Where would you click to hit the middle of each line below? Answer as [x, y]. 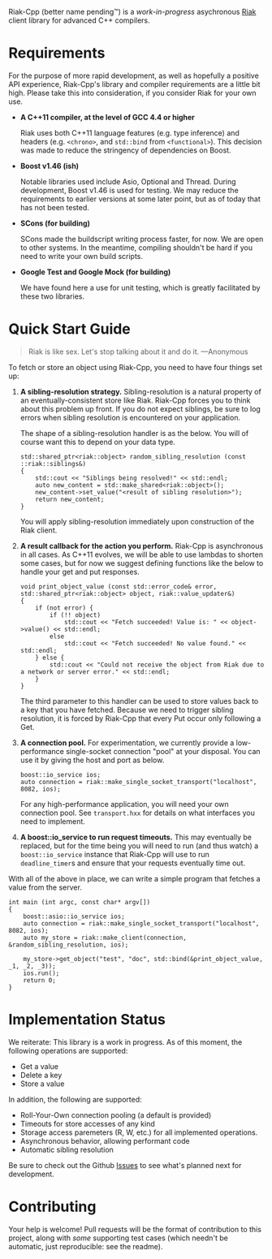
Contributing [52, 1207]
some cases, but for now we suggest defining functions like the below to [142, 563]
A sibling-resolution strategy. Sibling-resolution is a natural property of [140, 391]
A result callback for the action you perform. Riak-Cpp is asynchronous [142, 545]
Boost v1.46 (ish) [50, 166]
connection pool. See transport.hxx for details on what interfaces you [138, 813]
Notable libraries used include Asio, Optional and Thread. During [128, 181]
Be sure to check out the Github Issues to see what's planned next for [125, 1165]
